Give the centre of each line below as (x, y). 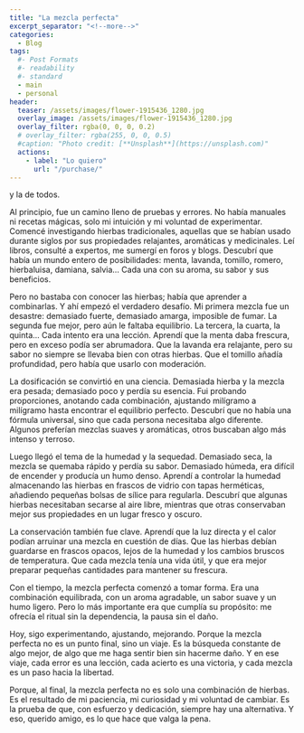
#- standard (40, 77)
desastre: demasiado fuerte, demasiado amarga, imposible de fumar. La (143, 316)
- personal (38, 93)
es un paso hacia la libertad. (62, 672)
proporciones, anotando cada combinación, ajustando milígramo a (133, 401)
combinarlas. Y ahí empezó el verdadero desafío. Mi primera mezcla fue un (149, 306)
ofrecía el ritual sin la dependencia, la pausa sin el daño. (114, 616)
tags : (19, 52)
